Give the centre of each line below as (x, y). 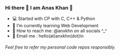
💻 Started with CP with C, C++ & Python (54, 18)
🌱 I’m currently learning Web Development (55, 26)
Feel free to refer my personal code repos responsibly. (60, 47)
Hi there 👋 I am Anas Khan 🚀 (39, 8)
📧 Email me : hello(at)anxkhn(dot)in (48, 36)
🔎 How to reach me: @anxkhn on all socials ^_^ (60, 31)
